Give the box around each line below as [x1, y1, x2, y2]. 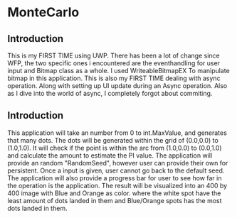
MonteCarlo [7, 4, 80, 21]
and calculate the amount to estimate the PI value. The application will [7, 151, 213, 160]
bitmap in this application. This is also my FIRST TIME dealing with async [7, 74, 221, 82]
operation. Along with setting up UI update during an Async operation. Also [7, 82, 228, 89]
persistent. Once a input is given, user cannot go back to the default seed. [7, 166, 225, 175]
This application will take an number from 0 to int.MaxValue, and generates [7, 129, 228, 137]
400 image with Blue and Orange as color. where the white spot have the [7, 189, 221, 197]
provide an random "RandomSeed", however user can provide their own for [7, 158, 228, 167]
